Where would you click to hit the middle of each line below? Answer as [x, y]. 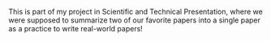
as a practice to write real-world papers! [76, 29]
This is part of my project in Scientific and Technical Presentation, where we [136, 12]
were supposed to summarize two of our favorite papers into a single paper [135, 20]
